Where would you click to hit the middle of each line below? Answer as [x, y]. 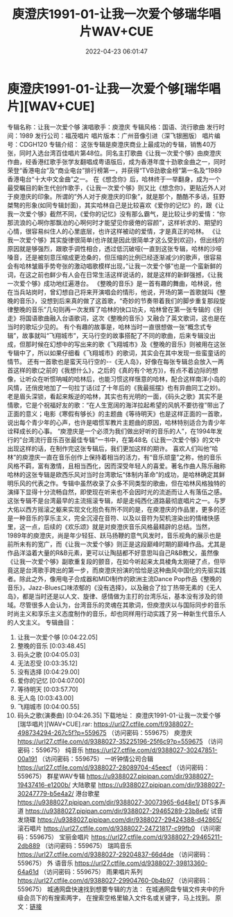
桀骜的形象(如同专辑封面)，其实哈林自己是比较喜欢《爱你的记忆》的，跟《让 [116, 205]
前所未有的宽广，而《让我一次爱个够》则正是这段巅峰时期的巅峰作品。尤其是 [116, 544]
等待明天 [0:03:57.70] [48, 689]
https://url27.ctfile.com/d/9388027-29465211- [157, 837]
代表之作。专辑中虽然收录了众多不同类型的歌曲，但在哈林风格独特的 [128, 483]
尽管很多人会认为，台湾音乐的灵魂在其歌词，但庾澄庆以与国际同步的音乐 [122, 605]
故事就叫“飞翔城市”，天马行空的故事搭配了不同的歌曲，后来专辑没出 [119, 335]
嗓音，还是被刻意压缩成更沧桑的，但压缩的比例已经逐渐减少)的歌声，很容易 [115, 257]
